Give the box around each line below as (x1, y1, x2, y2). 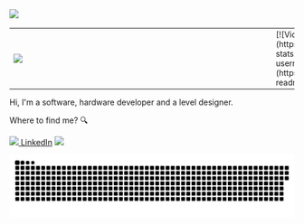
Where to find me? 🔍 (9, 115, 89, 126)
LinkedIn (20, 137, 52, 148)
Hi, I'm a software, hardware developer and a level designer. (9, 97, 233, 107)
